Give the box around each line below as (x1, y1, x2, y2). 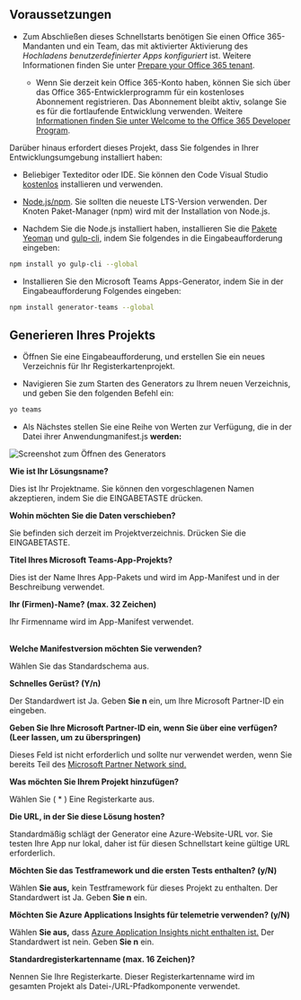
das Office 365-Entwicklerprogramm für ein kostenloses (35, 86, 244, 97)
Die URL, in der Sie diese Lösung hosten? (9, 811, 165, 822)
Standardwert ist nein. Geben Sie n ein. (9, 936, 155, 947)
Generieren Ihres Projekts (9, 327, 155, 342)
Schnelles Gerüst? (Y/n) (9, 678, 102, 689)
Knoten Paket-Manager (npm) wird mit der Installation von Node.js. (22, 206, 270, 217)
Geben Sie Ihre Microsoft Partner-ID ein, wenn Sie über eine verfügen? (9, 722, 279, 733)
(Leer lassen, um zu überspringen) (9, 732, 141, 743)
